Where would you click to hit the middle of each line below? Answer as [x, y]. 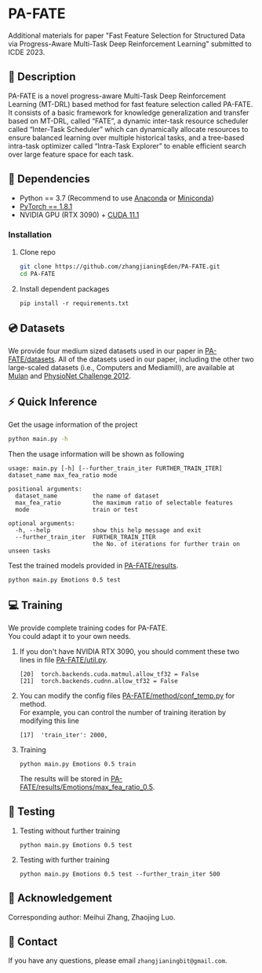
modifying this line [49, 721]
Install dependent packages [64, 288]
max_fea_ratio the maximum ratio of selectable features [124, 503]
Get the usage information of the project [73, 424]
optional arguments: [42, 523]
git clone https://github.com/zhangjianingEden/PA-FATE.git [120, 266]
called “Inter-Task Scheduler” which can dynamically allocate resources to [128, 129]
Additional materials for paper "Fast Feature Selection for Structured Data [127, 35]
